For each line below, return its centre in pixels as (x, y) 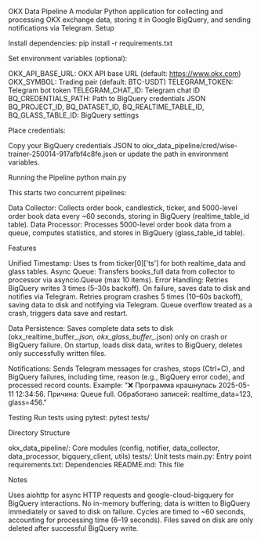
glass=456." (27, 402)
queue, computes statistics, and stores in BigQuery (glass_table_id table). (127, 233)
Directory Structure (39, 433)
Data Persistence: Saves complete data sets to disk (91, 328)
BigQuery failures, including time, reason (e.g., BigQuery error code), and (127, 377)
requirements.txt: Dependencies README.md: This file (96, 465)
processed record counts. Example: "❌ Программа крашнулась (112, 385)
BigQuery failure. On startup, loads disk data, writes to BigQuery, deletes (125, 345)
